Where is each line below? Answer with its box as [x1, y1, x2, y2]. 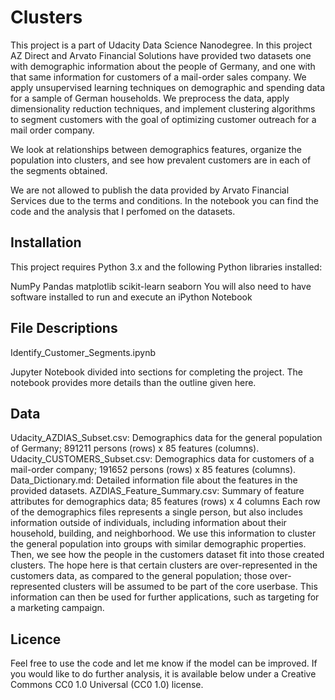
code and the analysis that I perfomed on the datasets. [10, 205, 236, 217]
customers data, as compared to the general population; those [10, 570, 268, 582]
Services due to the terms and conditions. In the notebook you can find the [10, 194, 319, 206]
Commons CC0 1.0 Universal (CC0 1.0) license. [10, 679, 204, 691]
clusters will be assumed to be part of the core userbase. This [62, 581, 318, 593]
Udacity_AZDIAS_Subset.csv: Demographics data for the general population [10, 432, 323, 444]
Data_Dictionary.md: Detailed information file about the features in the [10, 474, 298, 486]
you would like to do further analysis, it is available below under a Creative [10, 668, 317, 680]
